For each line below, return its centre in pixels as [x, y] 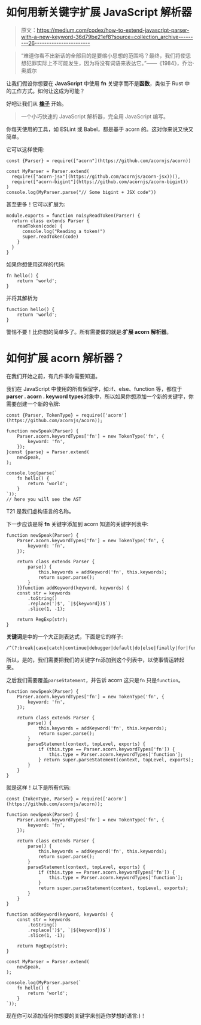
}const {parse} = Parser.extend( [48, 452]
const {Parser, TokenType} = [42, 415]
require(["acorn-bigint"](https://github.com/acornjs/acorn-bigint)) [100, 182]
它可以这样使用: [25, 149]
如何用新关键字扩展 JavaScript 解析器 [99, 12]
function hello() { [31, 309]
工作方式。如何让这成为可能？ [48, 91]
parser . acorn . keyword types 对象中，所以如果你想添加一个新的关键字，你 [100, 396]
